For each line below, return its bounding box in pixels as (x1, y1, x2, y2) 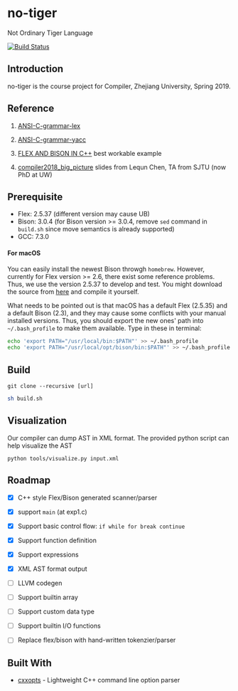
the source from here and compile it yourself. (7, 287, 140, 296)
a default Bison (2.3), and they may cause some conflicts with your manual (7, 308, 226, 317)
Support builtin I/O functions (17, 621, 101, 631)
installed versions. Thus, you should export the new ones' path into (7, 316, 204, 325)
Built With (7, 657, 52, 669)
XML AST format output (17, 564, 87, 573)
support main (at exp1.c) (17, 507, 87, 516)
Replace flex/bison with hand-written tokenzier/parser (17, 635, 176, 645)
